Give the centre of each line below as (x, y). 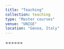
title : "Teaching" (24, 10)
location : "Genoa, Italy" (32, 28)
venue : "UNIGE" (21, 24)
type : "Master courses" (30, 19)
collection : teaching (28, 14)
